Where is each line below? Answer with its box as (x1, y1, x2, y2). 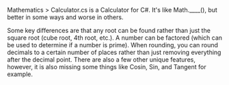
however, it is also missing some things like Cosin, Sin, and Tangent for (7, 63, 206, 71)
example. (7, 70, 33, 78)
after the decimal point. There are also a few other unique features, (7, 56, 196, 64)
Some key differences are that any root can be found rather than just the (7, 27, 211, 34)
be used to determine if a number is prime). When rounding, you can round (7, 41, 219, 49)
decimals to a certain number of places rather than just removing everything (7, 48, 221, 56)
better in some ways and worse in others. (7, 13, 124, 21)
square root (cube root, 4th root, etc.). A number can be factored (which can (7, 34, 223, 42)
